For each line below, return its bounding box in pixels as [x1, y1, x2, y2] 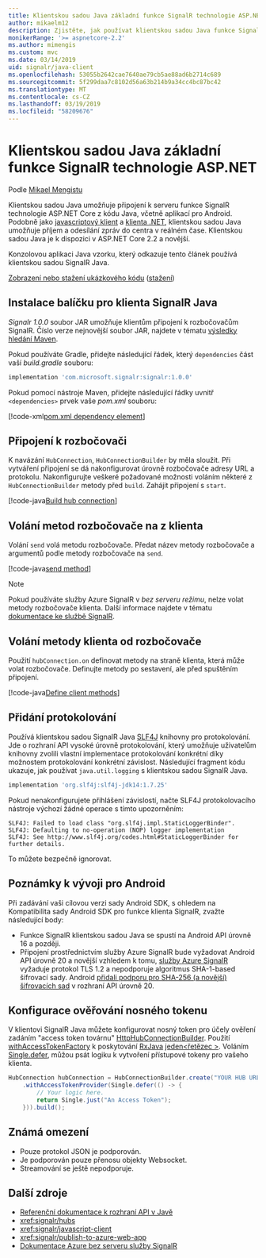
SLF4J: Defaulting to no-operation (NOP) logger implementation [8, 826, 225, 834]
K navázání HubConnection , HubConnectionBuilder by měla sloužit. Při [8, 456, 231, 465]
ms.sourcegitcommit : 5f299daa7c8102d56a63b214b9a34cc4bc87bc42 [8, 78, 222, 86]
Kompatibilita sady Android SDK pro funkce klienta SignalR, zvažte [8, 906, 225, 916]
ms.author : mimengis [8, 41, 77, 49]
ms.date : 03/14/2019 [8, 56, 77, 64]
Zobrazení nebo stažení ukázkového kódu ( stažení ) [8, 273, 176, 283]
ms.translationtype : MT [8, 85, 87, 94]
